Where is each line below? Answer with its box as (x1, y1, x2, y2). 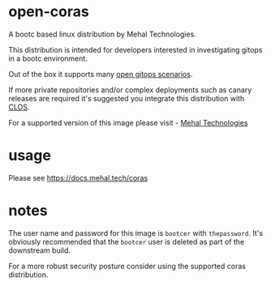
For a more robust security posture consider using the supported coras (8, 261, 246, 271)
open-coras (8, 2, 89, 21)
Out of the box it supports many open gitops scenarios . (8, 69, 193, 79)
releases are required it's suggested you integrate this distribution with (8, 93, 245, 103)
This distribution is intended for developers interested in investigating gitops (8, 45, 263, 54)
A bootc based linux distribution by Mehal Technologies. (8, 29, 196, 39)
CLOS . (8, 102, 30, 112)
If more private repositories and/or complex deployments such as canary (8, 84, 252, 95)
